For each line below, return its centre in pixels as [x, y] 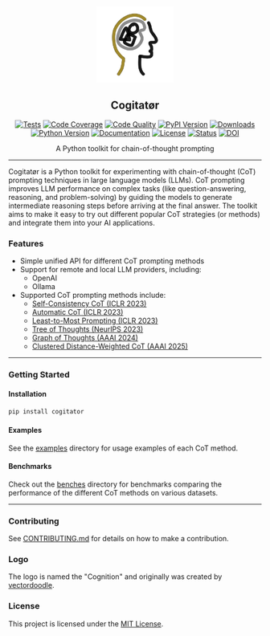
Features [26, 243]
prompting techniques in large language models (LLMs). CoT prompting [127, 180]
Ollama [44, 287]
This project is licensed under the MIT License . [86, 623]
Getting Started [39, 375]
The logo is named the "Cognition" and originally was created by [115, 577]
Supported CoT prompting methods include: [93, 296]
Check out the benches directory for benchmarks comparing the [115, 484]
